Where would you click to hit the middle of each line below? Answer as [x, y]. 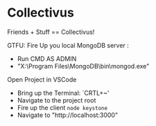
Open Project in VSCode [42, 79]
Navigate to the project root [57, 100]
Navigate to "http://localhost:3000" [68, 115]
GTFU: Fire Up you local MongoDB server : [68, 45]
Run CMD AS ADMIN [47, 58]
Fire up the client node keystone [62, 107]
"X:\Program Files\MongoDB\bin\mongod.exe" [83, 66]
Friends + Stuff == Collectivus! [51, 32]
